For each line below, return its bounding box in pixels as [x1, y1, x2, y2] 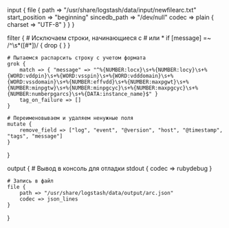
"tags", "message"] [7, 133, 63, 140]
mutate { [7, 121, 32, 127]
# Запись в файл [7, 178, 54, 185]
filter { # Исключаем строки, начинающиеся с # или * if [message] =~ [7, 34, 212, 42]
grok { [7, 61, 26, 68]
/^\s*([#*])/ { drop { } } [7, 41, 71, 49]
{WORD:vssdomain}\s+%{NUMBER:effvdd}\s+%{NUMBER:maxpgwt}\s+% [7, 79, 189, 85]
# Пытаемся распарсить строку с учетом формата [7, 54, 146, 61]
